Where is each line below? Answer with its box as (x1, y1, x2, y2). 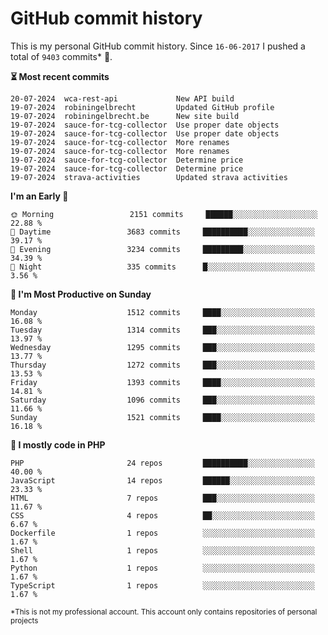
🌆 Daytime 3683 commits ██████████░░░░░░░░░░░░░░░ (10, 227, 315, 237)
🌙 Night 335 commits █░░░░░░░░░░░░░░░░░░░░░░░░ (10, 262, 315, 272)
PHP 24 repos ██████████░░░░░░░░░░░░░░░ (10, 458, 315, 468)
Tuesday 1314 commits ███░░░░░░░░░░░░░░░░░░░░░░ (10, 325, 315, 335)
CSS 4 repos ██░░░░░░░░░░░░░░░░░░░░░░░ (10, 510, 315, 521)
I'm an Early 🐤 (10, 190, 69, 202)
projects (10, 615, 39, 626)
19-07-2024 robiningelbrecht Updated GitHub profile (10, 102, 275, 112)
